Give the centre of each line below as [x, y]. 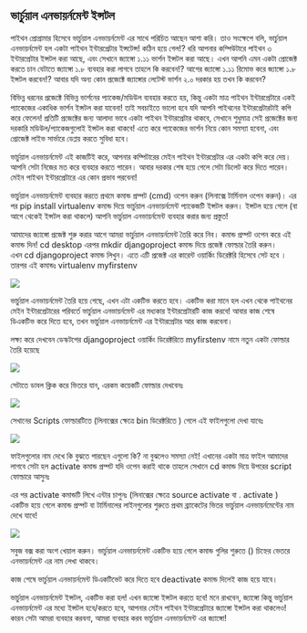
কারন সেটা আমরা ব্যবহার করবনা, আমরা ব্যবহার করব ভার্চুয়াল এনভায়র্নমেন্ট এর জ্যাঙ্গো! [118, 617]
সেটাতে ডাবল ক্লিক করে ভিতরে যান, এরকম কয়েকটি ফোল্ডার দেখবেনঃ [97, 385]
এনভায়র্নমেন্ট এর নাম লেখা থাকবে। [55, 561]
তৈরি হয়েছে [25, 349]
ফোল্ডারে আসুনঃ [30, 476]
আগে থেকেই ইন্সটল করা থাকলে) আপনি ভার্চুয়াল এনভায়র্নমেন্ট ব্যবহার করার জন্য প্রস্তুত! [119, 216]
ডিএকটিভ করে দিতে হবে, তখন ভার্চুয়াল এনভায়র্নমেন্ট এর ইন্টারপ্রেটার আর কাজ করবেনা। [122, 321]
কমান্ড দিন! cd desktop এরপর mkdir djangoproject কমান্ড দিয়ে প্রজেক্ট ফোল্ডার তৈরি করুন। [143, 244]
